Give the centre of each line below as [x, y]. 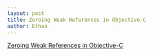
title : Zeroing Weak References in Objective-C [77, 20]
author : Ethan [28, 26]
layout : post [26, 13]
